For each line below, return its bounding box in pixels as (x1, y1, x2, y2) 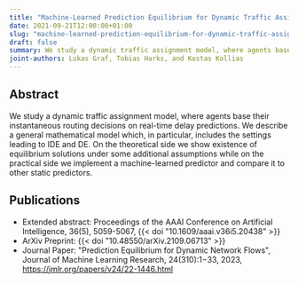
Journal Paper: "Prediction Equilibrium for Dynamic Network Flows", (21, 245, 271, 255)
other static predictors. (9, 167, 93, 177)
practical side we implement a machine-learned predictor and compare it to (9, 157, 286, 169)
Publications (9, 193, 81, 208)
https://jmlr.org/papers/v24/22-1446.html (21, 263, 174, 274)
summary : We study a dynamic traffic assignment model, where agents (9, 46, 272, 55)
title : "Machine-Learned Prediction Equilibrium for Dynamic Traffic (9, 12, 272, 22)
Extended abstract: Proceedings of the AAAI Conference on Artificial (21, 216, 273, 227)
